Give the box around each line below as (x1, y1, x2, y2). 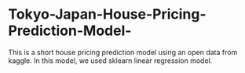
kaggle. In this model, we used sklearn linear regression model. (8, 56, 213, 65)
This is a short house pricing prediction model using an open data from (8, 47, 238, 57)
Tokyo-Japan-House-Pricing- (8, 5, 207, 23)
